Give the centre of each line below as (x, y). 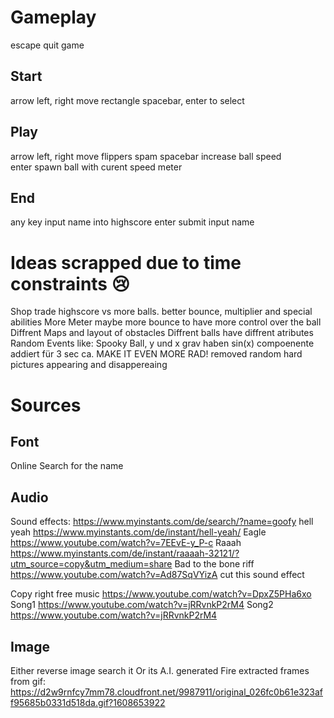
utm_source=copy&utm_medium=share (91, 564)
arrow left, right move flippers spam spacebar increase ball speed (146, 156)
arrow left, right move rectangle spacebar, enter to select (127, 100)
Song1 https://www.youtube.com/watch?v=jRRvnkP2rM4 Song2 (142, 605)
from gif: (28, 681)
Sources (46, 405)
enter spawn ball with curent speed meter (96, 167)
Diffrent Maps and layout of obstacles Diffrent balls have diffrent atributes (162, 333)
